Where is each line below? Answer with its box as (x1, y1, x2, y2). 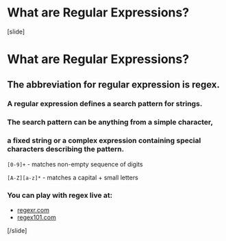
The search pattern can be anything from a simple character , (7, 118, 214, 127)
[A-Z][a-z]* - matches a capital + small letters (7, 173, 138, 181)
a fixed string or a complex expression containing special (7, 136, 201, 145)
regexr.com (16, 205, 50, 214)
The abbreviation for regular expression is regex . (7, 79, 221, 90)
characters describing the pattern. (7, 144, 125, 154)
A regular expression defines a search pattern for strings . (7, 99, 203, 109)
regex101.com (16, 213, 56, 221)
